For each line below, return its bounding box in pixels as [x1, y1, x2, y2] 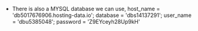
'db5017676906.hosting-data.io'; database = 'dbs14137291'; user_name [12, 12, 192, 19]
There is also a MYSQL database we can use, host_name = [12, 5, 160, 12]
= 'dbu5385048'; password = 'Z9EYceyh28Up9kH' [12, 18, 140, 25]
